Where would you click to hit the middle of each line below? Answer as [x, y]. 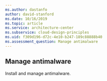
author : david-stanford [30, 14]
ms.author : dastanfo [26, 10]
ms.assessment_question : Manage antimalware [52, 42]
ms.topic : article [24, 23]
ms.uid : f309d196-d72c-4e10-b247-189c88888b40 [54, 37]
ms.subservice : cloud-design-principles [47, 32]
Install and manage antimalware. [38, 73]
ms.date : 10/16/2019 [26, 19]
